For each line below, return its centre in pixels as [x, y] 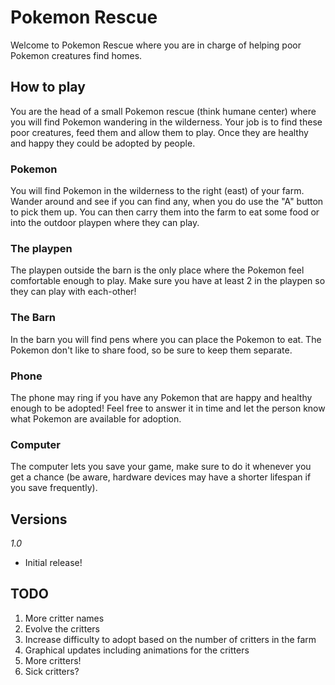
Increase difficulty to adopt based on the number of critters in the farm [170, 639]
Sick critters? [52, 671]
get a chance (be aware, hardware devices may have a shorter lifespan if [161, 477]
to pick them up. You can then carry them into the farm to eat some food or [165, 212]
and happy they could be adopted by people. [103, 143]
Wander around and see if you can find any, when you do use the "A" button [167, 202]
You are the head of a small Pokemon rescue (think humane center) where [163, 111]
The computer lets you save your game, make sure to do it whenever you [161, 467]
